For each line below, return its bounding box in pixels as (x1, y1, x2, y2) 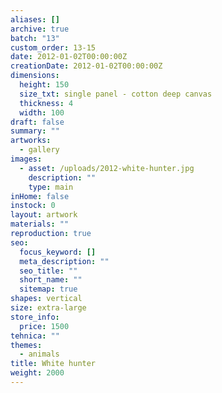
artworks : (10, 136, 52, 146)
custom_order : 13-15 (10, 42, 97, 53)
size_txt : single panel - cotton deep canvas (19, 89, 213, 99)
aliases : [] (10, 14, 60, 25)
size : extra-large (10, 303, 87, 313)
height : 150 (19, 80, 70, 90)
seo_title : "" (19, 266, 78, 276)
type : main (28, 182, 74, 192)
